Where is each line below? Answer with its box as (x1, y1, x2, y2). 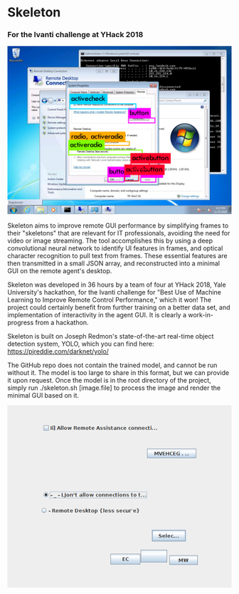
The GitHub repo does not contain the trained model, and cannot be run (7, 361, 218, 370)
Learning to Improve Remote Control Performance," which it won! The (7, 296, 212, 304)
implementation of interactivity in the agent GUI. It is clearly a (7, 311, 187, 319)
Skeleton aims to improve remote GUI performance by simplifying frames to (7, 221, 229, 230)
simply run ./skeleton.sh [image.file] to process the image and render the (7, 383, 221, 392)
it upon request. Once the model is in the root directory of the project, (7, 376, 211, 385)
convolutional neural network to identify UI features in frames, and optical (7, 244, 223, 253)
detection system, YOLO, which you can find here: (7, 339, 154, 349)
